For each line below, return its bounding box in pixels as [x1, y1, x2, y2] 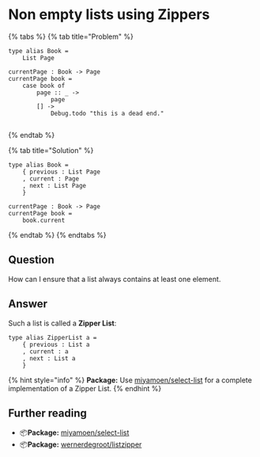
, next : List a [22, 354, 77, 362]
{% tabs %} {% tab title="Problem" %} [8, 32, 134, 41]
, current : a [22, 347, 69, 356]
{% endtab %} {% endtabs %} [8, 230, 107, 239]
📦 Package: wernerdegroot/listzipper [19, 440, 142, 449]
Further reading [8, 406, 87, 420]
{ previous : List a [22, 341, 90, 348]
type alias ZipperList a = [8, 333, 97, 341]
